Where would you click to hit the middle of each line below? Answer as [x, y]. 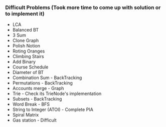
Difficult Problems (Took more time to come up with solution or [83, 7]
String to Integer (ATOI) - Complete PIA [53, 109]
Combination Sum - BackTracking [47, 78]
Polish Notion [26, 46]
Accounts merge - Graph [38, 88]
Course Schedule [30, 67]
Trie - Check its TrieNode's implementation [57, 93]
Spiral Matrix [26, 115]
